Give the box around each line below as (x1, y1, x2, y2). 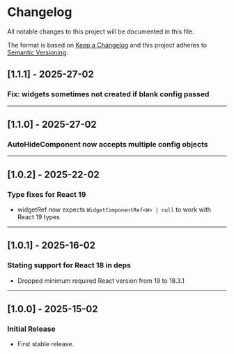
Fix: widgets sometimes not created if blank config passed (7, 89, 210, 99)
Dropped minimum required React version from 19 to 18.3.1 (17, 276, 185, 285)
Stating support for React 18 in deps (7, 260, 131, 270)
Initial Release (7, 324, 56, 334)
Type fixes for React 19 (7, 189, 86, 199)
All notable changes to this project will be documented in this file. (7, 27, 195, 36)
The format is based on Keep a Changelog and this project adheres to (7, 40, 208, 49)
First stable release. (17, 340, 75, 348)
